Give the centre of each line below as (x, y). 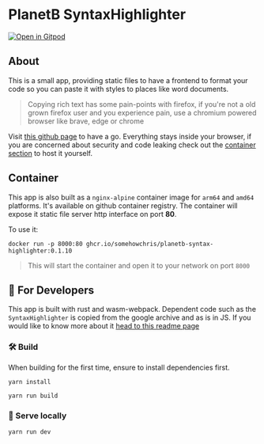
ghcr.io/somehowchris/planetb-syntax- (150, 244)
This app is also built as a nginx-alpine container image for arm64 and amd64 (131, 197)
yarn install (30, 381)
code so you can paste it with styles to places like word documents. (119, 89)
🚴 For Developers (51, 290)
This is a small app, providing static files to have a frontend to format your (128, 80)
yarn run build (33, 396)
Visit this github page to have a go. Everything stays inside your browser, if (130, 136)
